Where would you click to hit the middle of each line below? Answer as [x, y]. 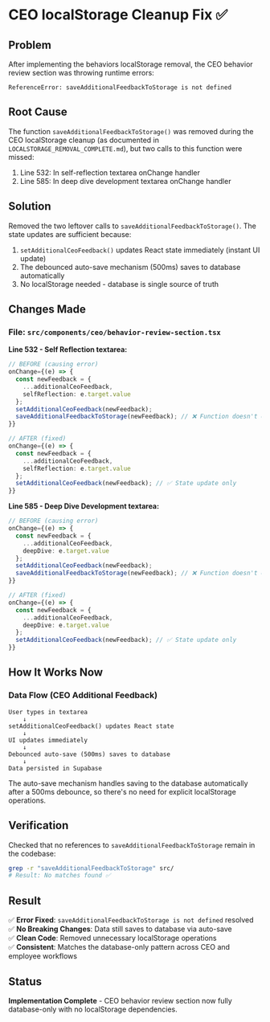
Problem [30, 45]
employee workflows [43, 956]
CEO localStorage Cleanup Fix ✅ [118, 15]
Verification [39, 826]
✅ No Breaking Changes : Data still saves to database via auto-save [120, 929]
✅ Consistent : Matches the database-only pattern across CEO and [119, 947]
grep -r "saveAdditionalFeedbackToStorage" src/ [91, 868]
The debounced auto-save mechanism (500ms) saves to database [130, 267]
